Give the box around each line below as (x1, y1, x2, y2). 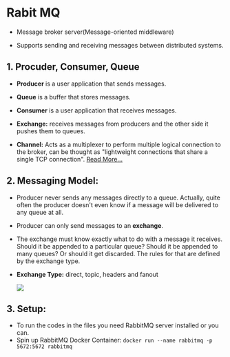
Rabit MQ (6, 5, 61, 21)
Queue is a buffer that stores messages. (16, 93, 132, 101)
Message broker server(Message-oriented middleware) (16, 28, 174, 36)
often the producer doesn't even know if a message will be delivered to (16, 200, 218, 209)
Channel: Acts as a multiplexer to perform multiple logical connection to (16, 140, 221, 148)
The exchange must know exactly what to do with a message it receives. (16, 235, 223, 243)
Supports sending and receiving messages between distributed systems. (16, 41, 224, 49)
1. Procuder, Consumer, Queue (6, 61, 140, 73)
